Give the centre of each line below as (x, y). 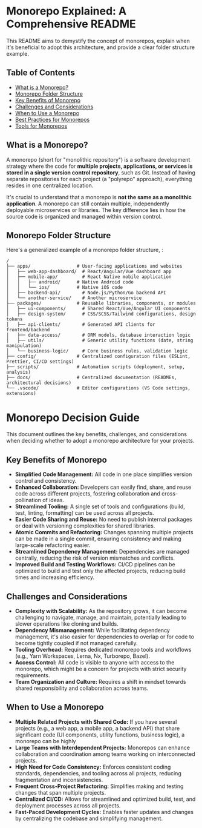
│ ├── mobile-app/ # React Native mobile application (89, 277)
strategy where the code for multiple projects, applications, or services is (99, 166)
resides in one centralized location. (50, 185)
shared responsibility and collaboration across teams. (82, 688)
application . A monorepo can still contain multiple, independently (88, 204)
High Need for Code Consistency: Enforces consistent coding (93, 767)
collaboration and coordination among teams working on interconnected (105, 754)
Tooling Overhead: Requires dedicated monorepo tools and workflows (103, 649)
